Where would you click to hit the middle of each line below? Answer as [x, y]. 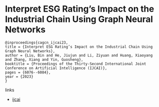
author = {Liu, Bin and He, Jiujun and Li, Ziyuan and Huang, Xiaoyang [79, 55]
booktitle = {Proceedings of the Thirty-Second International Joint [76, 64]
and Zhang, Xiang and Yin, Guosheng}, [44, 59]
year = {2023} [19, 76]
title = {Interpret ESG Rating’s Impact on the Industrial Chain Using [79, 47]
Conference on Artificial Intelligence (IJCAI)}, [56, 68]
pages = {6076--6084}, [28, 72]
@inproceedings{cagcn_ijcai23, [37, 42]
